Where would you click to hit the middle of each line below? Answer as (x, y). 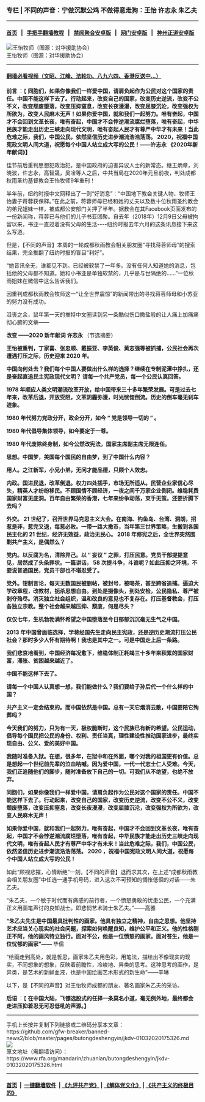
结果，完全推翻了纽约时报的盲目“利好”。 (57, 252)
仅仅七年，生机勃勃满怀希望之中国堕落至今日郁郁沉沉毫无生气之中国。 (95, 619)
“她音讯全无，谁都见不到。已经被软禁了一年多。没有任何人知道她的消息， (99, 265)
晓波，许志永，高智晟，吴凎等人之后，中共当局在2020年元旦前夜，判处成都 (101, 173)
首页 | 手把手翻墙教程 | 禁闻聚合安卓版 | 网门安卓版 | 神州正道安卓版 (100, 32)
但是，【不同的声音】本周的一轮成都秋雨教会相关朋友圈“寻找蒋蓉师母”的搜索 (101, 244)
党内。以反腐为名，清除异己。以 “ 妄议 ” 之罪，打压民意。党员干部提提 (95, 555)
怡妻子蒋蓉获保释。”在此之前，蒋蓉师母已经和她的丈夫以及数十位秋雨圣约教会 (103, 201)
